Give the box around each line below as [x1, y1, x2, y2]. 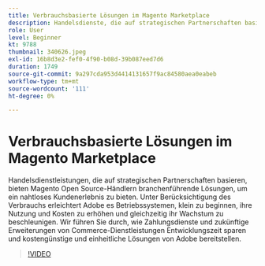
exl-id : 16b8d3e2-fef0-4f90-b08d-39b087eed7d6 [8, 56, 164, 64]
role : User [8, 26, 44, 34]
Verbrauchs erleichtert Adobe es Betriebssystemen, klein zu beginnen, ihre [8, 201, 252, 210]
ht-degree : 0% [8, 92, 55, 100]
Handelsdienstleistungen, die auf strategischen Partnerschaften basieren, [8, 175, 248, 185]
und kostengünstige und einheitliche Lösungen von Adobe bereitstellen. [8, 234, 242, 244]
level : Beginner [8, 33, 62, 42]
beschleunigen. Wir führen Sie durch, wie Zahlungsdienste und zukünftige [8, 217, 249, 227]
